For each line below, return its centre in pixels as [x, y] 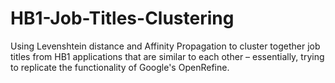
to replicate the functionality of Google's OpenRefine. [120, 67]
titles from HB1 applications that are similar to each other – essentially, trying [167, 56]
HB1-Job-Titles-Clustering [122, 18]
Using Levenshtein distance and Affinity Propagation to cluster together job [165, 46]
